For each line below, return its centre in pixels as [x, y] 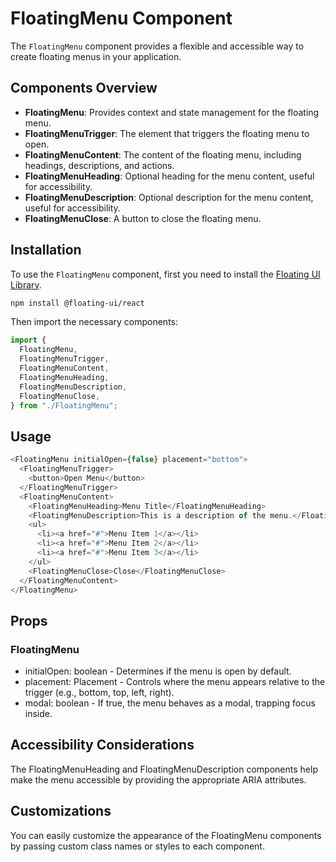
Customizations [61, 811]
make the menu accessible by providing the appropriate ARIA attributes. [158, 779]
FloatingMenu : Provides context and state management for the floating [172, 112]
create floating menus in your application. [96, 56]
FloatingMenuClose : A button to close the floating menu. [143, 218]
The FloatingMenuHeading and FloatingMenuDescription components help [164, 769]
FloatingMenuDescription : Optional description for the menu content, [169, 197]
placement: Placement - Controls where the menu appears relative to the [175, 682]
